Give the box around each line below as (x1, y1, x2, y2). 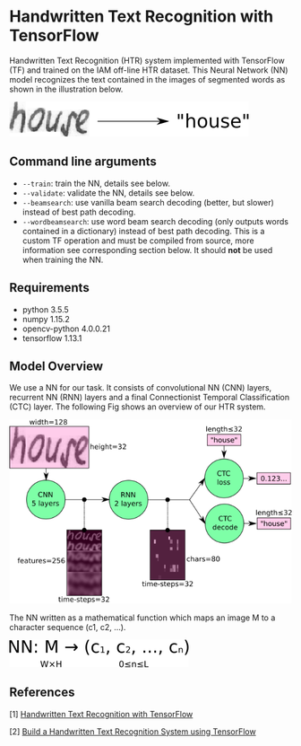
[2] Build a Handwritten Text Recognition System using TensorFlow (9, 725, 257, 737)
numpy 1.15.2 (21, 313, 70, 324)
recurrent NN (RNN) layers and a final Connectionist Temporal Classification (9, 392, 290, 403)
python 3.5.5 (21, 303, 69, 315)
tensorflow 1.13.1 (21, 332, 82, 343)
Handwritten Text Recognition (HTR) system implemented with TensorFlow (9, 55, 285, 66)
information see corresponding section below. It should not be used (21, 244, 273, 255)
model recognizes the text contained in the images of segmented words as (9, 74, 286, 84)
